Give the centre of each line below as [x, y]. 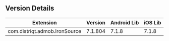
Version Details [30, 8]
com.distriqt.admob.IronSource [45, 31]
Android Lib [125, 22]
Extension [44, 22]
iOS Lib [152, 22]
